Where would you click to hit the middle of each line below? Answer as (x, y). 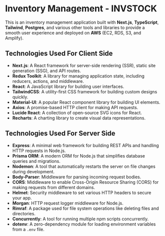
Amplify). (14, 38)
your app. (22, 197)
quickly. (20, 97)
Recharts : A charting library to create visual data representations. (79, 118)
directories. (24, 213)
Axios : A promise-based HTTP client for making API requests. (75, 107)
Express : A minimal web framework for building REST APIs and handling (85, 145)
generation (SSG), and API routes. (47, 71)
